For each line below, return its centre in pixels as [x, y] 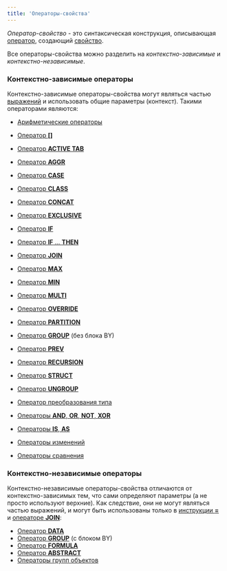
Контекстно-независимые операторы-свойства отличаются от [100, 488]
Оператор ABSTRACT [49, 553]
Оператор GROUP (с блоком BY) [65, 539]
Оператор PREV [40, 349]
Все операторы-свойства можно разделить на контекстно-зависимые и [114, 54]
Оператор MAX [40, 269]
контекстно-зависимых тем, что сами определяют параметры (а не [107, 496]
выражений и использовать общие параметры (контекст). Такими [105, 101]
